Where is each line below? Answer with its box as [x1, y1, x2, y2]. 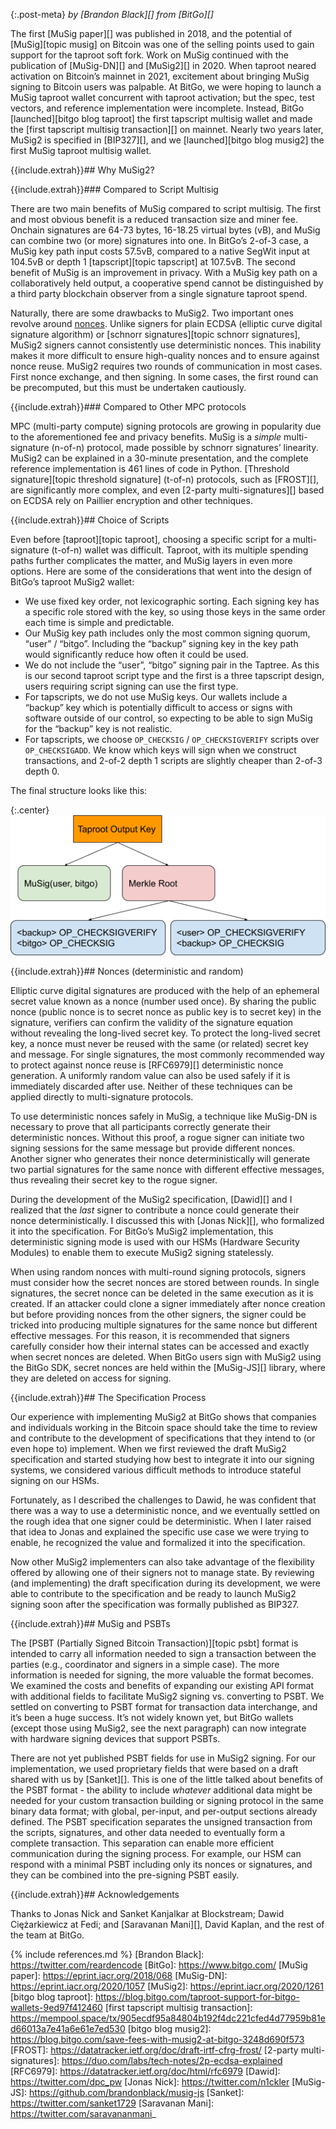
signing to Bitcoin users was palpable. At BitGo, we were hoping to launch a [10, 81, 322, 93]
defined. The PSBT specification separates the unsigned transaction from [10, 1816, 313, 1828]
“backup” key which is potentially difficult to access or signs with [24, 702, 293, 713]
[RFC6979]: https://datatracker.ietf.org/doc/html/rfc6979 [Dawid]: [10, 2065, 281, 2078]
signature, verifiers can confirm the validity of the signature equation [10, 1017, 294, 1029]
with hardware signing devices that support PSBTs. [10, 1733, 221, 1745]
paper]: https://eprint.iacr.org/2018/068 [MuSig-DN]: [10, 1970, 228, 1982]
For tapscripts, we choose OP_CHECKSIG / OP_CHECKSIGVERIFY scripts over [24, 734, 320, 745]
